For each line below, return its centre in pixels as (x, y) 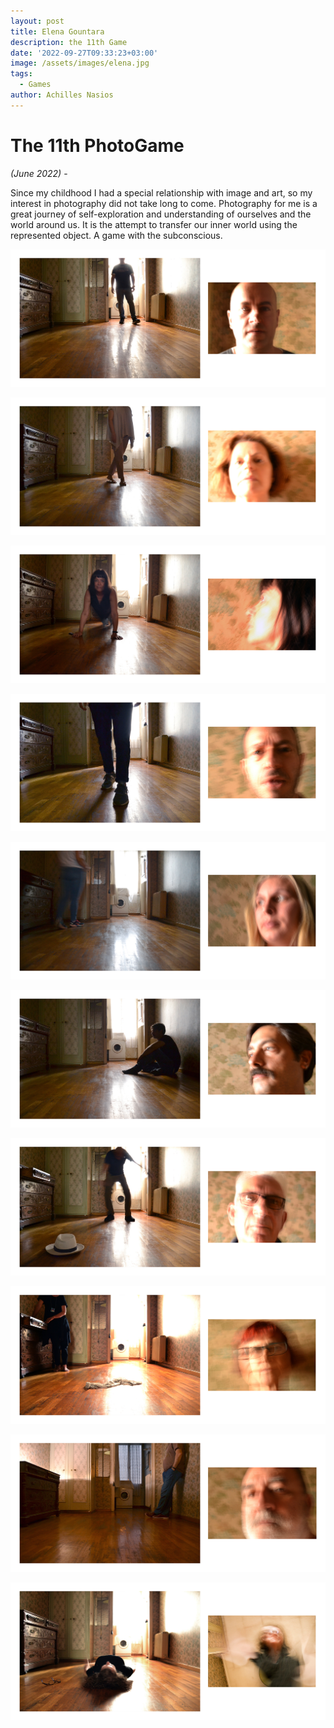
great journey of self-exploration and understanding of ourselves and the (161, 214)
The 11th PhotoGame (97, 145)
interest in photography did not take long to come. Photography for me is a (164, 203)
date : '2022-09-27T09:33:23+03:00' (84, 53)
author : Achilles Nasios (62, 95)
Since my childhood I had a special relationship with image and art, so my (161, 192)
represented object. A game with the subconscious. (116, 235)
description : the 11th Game (69, 42)
